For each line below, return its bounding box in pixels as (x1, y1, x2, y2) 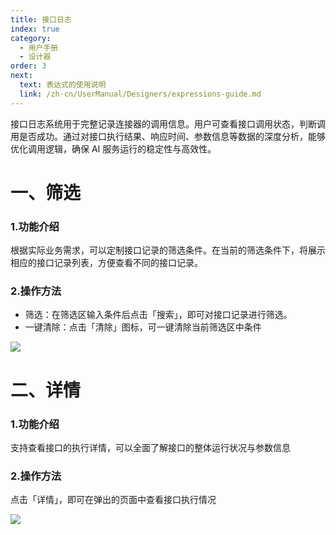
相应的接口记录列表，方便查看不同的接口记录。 (10, 257, 203, 269)
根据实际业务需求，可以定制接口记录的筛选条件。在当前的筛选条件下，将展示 (10, 244, 326, 256)
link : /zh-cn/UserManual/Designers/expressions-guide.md (19, 89, 262, 99)
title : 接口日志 (10, 14, 72, 25)
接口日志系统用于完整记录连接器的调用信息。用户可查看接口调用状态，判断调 (10, 117, 326, 130)
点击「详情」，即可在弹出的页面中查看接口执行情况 (10, 494, 217, 506)
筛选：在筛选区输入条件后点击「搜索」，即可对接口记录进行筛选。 (24, 309, 293, 321)
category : (10, 33, 52, 43)
